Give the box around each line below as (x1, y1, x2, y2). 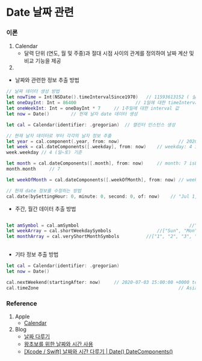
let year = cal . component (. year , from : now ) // (6, 138, 185, 145)
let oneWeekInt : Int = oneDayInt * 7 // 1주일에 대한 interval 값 (6, 105, 179, 111)
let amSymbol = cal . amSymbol (6, 222, 79, 228)
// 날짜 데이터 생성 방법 (6, 89, 60, 95)
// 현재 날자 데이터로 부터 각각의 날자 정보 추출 (6, 133, 112, 139)
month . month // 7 (6, 166, 61, 172)
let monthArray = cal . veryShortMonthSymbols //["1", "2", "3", (6, 233, 192, 240)
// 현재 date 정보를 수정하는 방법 (6, 187, 82, 193)
